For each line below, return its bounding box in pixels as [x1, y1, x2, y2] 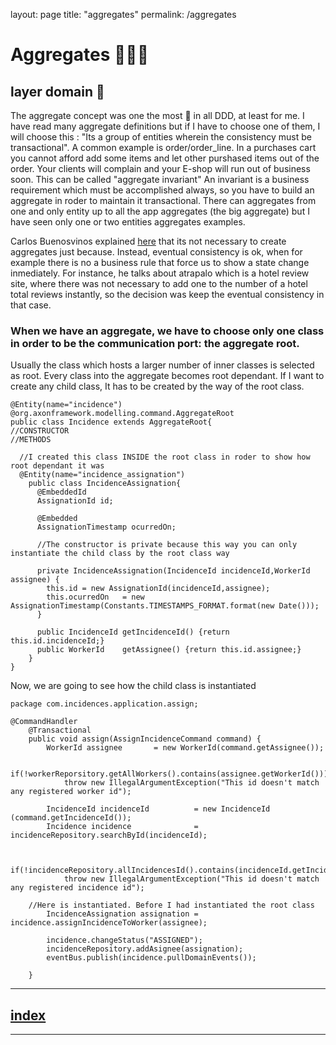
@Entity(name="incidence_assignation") [19, 470, 186, 480]
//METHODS [10, 435, 52, 445]
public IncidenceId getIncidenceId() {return [36, 627, 230, 638]
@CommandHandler [10, 717, 78, 727]
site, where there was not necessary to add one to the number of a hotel [10, 278, 308, 289]
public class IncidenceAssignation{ [28, 479, 182, 489]
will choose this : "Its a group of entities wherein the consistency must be [10, 131, 312, 143]
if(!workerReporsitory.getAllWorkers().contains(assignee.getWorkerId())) [10, 769, 329, 779]
